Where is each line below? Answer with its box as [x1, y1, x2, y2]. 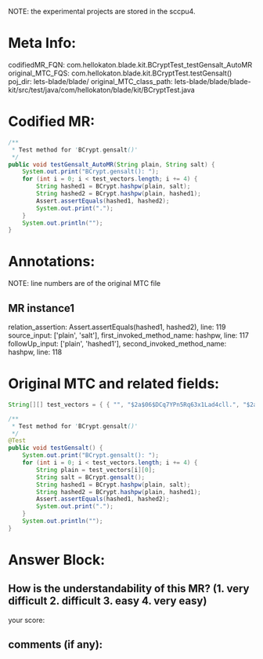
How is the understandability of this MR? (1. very [8, 582, 250, 595]
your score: [8, 615, 45, 624]
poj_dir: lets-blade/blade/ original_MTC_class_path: [8, 76, 174, 86]
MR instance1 [8, 302, 75, 315]
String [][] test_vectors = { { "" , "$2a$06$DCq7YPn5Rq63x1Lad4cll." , [8, 401, 240, 408]
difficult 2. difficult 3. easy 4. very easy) [8, 595, 207, 608]
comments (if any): [8, 638, 103, 651]
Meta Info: [8, 35, 77, 52]
